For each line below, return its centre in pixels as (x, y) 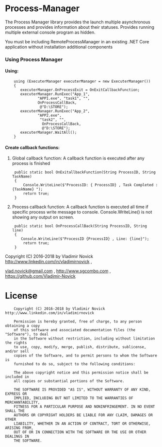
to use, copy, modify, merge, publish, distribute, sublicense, (80, 347)
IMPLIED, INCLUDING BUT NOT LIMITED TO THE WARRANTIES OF (73, 398)
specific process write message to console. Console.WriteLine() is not (82, 212)
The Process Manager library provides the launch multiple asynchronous (78, 22)
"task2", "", (53, 120)
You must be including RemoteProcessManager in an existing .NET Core (77, 41)
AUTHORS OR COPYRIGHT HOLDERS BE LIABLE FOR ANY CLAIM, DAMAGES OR (83, 415)
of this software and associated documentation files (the (75, 330)
